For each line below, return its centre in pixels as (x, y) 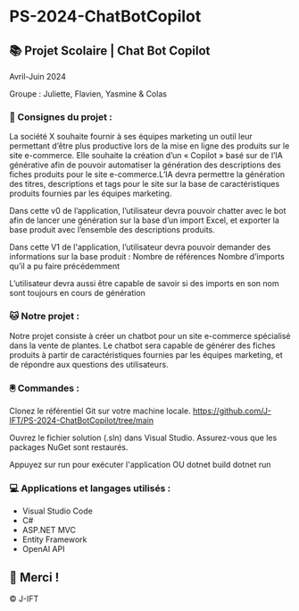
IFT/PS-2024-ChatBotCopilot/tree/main (82, 420)
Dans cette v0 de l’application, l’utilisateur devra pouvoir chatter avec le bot (148, 211)
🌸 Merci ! (34, 577)
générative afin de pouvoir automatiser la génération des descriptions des (145, 165)
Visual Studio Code (58, 511)
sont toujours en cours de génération (77, 293)
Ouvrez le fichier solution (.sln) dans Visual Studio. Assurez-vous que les (143, 437)
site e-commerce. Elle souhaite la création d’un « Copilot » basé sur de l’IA (146, 156)
